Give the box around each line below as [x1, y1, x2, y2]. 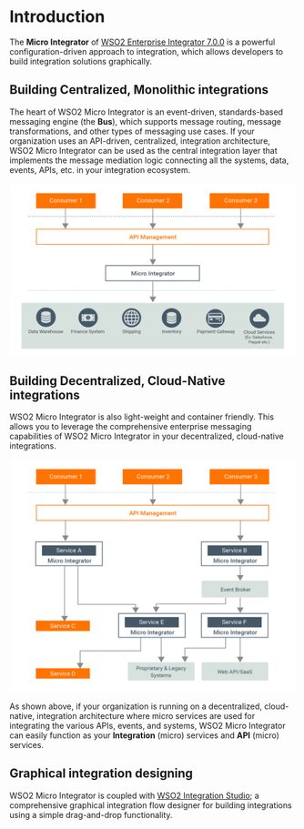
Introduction [9, 6, 106, 27]
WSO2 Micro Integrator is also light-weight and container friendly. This [9, 411, 275, 422]
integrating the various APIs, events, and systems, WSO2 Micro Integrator [9, 720, 286, 731]
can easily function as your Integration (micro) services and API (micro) [9, 730, 280, 741]
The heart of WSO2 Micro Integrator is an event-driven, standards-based [9, 106, 284, 117]
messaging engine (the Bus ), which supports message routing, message [9, 116, 282, 126]
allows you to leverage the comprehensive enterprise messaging [9, 421, 252, 432]
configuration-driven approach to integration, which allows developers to [9, 45, 284, 56]
